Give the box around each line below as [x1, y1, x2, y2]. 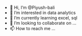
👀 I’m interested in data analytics [9, 10, 76, 16]
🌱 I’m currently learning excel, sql [9, 15, 78, 20]
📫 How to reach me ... [9, 26, 55, 31]
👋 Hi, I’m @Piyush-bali [9, 5, 55, 10]
